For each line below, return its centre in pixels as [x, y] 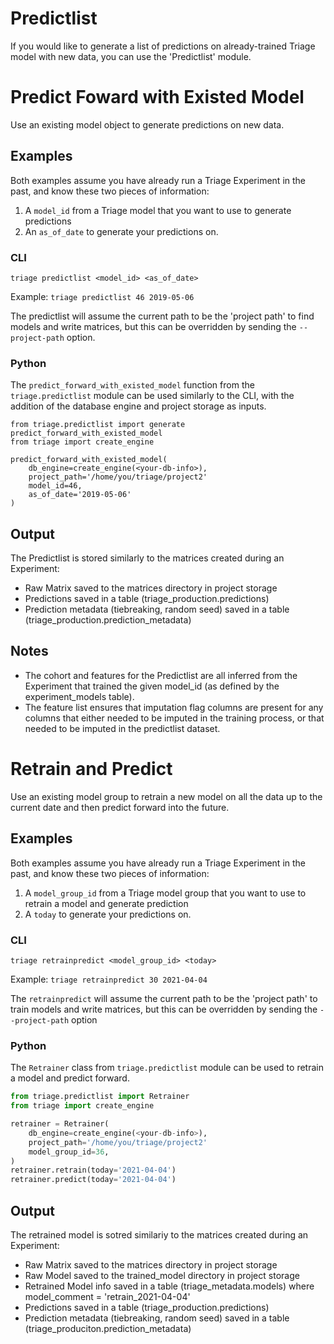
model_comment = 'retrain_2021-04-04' [107, 1296]
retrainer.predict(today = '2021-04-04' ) [93, 1180]
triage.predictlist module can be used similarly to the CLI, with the [152, 396]
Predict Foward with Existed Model [157, 97]
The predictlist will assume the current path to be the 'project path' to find [162, 316]
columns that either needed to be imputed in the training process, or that [174, 718]
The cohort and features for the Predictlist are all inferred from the [161, 675]
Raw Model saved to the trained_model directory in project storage [162, 1275]
